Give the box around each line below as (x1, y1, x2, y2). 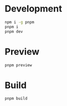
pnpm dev (5, 29, 23, 34)
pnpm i (5, 24, 19, 29)
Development (5, 3, 62, 15)
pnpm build (5, 96, 28, 101)
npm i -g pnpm (5, 20, 35, 25)
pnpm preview (5, 62, 32, 68)
